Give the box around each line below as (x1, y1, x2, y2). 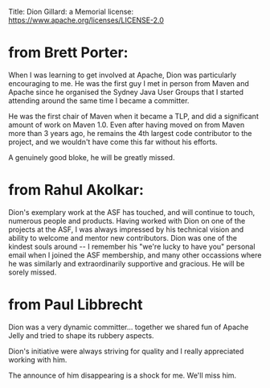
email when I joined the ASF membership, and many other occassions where (8, 250, 262, 260)
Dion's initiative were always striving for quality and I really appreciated (8, 346, 244, 356)
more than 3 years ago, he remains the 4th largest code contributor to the (8, 128, 252, 138)
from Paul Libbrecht (8, 295, 143, 314)
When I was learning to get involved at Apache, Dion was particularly (8, 70, 237, 80)
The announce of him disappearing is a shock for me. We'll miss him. (8, 370, 237, 380)
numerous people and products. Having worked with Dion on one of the (8, 216, 246, 225)
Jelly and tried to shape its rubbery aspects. (8, 330, 154, 341)
